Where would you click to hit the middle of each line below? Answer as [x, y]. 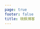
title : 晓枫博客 [20, 19]
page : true [16, 10]
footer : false [19, 14]
